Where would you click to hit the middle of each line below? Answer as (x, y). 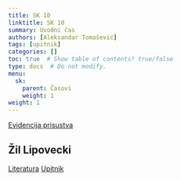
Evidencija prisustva (41, 125)
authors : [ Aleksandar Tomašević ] (63, 37)
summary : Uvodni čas (42, 30)
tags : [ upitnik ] (34, 45)
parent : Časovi (47, 88)
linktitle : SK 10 (36, 23)
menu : (17, 74)
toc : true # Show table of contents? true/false (91, 60)
